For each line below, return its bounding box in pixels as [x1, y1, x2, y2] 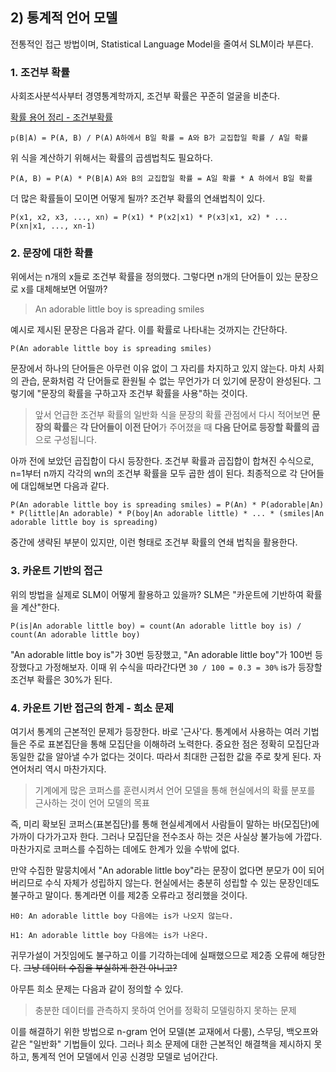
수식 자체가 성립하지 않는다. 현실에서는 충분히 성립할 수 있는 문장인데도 [44, 877, 320, 888]
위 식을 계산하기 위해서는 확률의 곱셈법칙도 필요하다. [10, 152, 213, 164]
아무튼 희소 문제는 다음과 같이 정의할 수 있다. [10, 983, 184, 995]
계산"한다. [20, 601, 60, 613]
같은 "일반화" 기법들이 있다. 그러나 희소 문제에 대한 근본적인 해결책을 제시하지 [10, 1038, 312, 1050]
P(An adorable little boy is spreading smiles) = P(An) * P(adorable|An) [10, 500, 325, 510]
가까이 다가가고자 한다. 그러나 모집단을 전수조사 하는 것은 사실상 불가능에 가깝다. [10, 831, 323, 842]
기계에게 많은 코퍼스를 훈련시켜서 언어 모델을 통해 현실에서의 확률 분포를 [34, 784, 316, 796]
